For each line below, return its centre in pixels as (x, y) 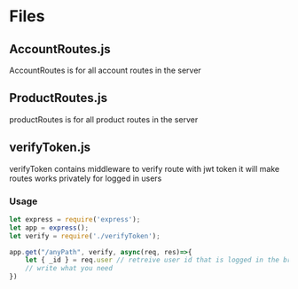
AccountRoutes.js (60, 49)
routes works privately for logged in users (86, 178)
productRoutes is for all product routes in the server (104, 119)
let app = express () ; (49, 228)
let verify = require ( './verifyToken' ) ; (85, 236)
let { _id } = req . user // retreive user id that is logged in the (152, 260)
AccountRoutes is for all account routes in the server (105, 70)
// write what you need (69, 269)
